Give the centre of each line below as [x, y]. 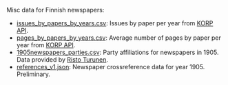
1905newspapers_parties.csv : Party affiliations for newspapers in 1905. [117, 52]
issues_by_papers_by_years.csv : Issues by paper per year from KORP [115, 23]
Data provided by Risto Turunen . [62, 60]
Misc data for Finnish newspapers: [55, 10]
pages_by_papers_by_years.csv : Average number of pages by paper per [118, 38]
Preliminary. [33, 74]
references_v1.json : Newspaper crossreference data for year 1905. [111, 67]
